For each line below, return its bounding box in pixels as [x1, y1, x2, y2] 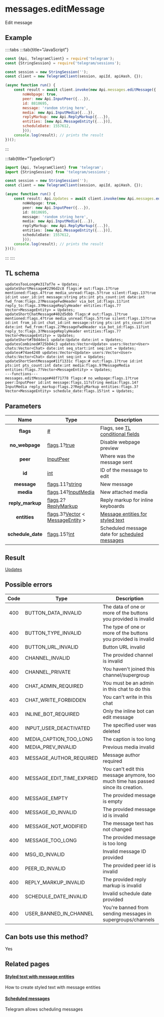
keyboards [100, 503, 124, 509]
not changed [102, 826, 132, 833]
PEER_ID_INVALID [25, 865, 66, 872]
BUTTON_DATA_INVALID [25, 609, 82, 616]
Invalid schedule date [102, 890, 152, 896]
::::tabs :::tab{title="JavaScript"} [5, 46, 69, 52]
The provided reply [102, 876, 146, 883]
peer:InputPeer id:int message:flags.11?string [5, 380, 104, 385]
